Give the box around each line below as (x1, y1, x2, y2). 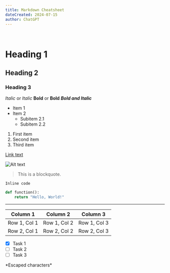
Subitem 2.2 (20, 121, 46, 127)
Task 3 (12, 252, 27, 258)
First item (12, 131, 32, 137)
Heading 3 (5, 84, 31, 91)
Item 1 (12, 105, 25, 111)
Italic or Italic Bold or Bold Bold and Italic (5, 95, 92, 101)
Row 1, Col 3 (78, 219, 109, 226)
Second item (12, 136, 39, 142)
